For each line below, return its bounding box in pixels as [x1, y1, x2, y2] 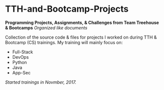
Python [12, 59, 27, 65]
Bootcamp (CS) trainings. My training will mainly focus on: [5, 39, 123, 45]
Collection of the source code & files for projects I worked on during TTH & [5, 34, 157, 40]
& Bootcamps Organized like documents [5, 24, 88, 30]
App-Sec [12, 69, 31, 75]
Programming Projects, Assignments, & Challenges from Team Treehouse [5, 20, 159, 25]
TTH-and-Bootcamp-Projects [5, 3, 129, 15]
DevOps [12, 54, 29, 60]
